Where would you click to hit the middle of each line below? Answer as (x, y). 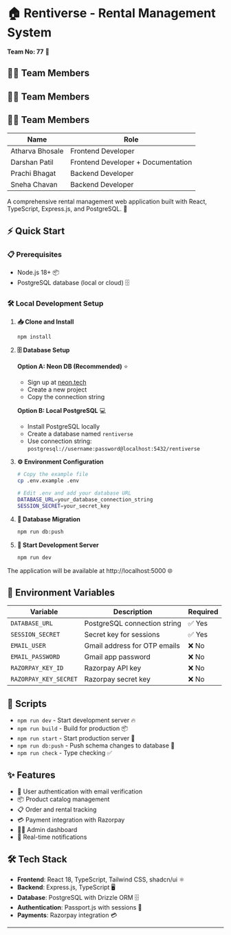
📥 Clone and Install (45, 322)
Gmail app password (118, 657)
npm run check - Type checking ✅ (65, 753)
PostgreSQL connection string (133, 624)
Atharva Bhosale (37, 150)
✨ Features (31, 775)
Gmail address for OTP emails (132, 646)
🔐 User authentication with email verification (80, 791)
